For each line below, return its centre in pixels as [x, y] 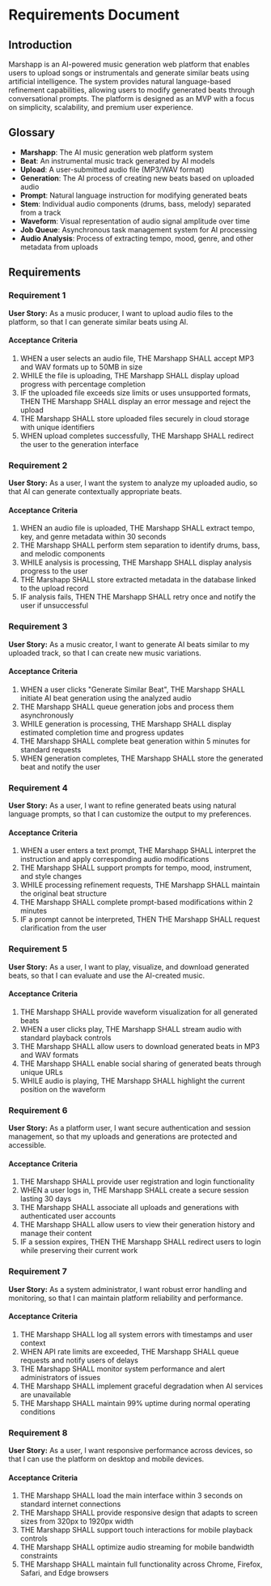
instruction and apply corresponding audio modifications [114, 859]
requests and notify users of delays [79, 1360]
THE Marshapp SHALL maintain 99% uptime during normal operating [135, 1403]
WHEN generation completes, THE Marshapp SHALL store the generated [142, 758]
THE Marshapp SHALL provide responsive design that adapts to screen [139, 1513]
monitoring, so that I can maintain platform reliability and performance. [126, 1298]
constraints [39, 1556]
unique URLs [41, 1072]
